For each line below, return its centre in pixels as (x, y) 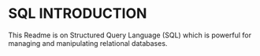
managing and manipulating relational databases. (88, 43)
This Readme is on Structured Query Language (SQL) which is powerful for (130, 35)
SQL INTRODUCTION (78, 14)
